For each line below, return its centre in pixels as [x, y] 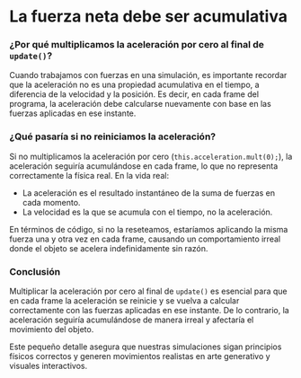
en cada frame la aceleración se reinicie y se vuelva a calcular [124, 301]
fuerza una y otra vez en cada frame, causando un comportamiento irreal [145, 239]
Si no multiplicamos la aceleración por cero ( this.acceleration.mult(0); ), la [151, 156]
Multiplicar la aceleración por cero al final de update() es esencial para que [148, 291]
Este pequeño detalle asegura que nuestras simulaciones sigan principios [146, 347]
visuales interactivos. [49, 366]
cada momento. [51, 202]
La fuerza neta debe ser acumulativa [148, 17]
